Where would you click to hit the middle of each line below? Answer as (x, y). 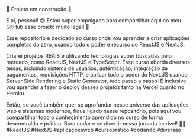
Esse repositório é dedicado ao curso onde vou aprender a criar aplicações (98, 38)
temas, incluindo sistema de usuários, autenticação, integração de (87, 68)
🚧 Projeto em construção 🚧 (39, 9)
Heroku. (16, 93)
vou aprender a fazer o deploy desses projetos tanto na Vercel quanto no (95, 87)
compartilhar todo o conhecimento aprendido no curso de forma (85, 117)
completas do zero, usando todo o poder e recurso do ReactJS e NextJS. (96, 44)
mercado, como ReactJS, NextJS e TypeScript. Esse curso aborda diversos (98, 62)
